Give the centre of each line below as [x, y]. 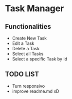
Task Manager [35, 9]
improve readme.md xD [36, 91]
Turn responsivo [28, 86]
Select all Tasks [28, 54]
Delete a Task [26, 49]
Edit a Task [23, 43]
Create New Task [29, 38]
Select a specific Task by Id [40, 59]
